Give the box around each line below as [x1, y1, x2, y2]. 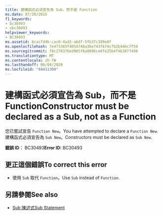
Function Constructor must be [5, 101, 129, 112]
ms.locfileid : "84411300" [5, 67, 58, 72]
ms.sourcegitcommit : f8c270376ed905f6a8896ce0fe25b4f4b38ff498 [5, 48, 138, 53]
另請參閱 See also [5, 191, 58, 199]
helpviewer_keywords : [5, 30, 50, 35]
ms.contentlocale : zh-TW [5, 58, 56, 63]
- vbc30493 [5, 26, 28, 31]
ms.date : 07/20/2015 [5, 12, 48, 17]
